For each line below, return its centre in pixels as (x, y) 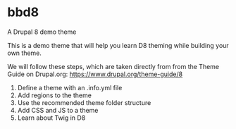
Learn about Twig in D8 (51, 118)
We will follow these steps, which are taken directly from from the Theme (113, 66)
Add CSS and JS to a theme (58, 110)
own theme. (25, 53)
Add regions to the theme (54, 95)
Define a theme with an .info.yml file (70, 87)
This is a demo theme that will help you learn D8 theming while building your (118, 45)
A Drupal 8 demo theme (42, 32)
